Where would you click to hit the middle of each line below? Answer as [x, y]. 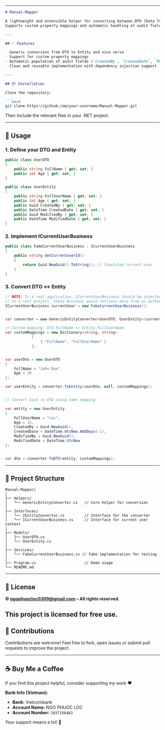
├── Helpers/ [18, 498]
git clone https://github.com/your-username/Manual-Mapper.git [71, 106]
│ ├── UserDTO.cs [25, 537]
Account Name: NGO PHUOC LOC [47, 707]
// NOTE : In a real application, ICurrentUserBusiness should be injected [83, 297]
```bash [13, 101]
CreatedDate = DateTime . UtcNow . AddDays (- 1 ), [60, 432]
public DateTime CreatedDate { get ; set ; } [59, 210]
